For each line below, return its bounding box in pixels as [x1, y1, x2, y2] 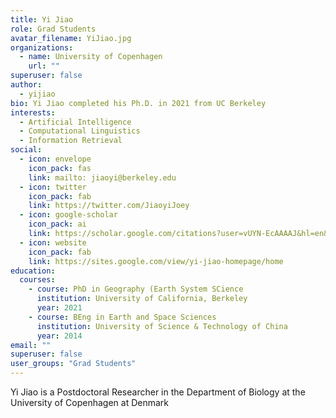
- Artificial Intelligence [19, 117, 132, 127]
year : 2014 [36, 331, 83, 341]
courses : [19, 275, 56, 285]
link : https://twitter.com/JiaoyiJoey [28, 201, 190, 211]
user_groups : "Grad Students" [10, 359, 137, 369]
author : [10, 80, 43, 90]
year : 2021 [36, 303, 83, 313]
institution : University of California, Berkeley [36, 294, 248, 304]
